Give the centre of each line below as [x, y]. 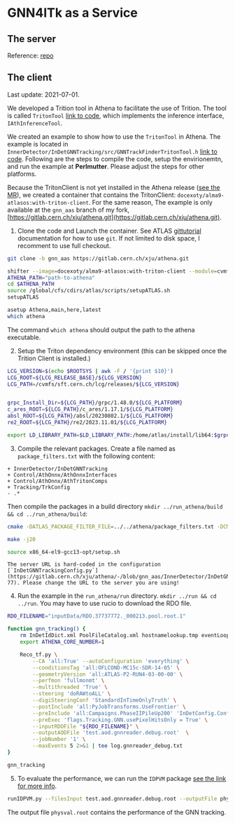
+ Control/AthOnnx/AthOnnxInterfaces [62, 475]
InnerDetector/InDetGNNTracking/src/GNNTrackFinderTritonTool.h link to [113, 151]
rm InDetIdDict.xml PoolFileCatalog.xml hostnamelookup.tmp [109, 636]
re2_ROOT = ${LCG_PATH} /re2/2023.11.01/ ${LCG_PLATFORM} [87, 423]
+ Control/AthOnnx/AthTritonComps [58, 481]
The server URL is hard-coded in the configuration [84, 565]
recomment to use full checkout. [64, 245]
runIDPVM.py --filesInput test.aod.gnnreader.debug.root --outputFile [112, 798]
